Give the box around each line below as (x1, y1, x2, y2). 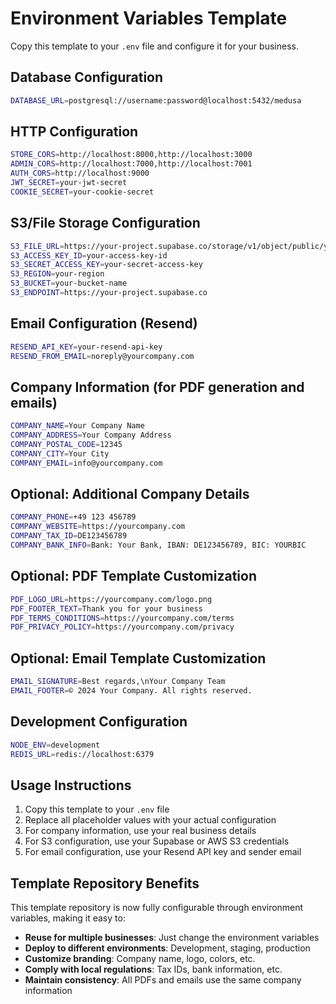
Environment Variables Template (10, 7, 288, 30)
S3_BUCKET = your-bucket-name (10, 278, 128, 289)
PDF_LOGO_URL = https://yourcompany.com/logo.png (10, 594, 213, 604)
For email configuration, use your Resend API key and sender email (24, 846, 302, 858)
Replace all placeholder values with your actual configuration (24, 814, 277, 826)
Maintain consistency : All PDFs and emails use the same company (24, 974, 302, 986)
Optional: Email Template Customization (10, 650, 267, 667)
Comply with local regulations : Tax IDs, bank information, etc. (24, 963, 283, 975)
